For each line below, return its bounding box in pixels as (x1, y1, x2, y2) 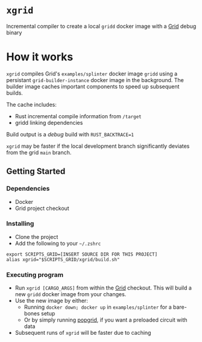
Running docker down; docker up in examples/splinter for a (24, 303, 172, 311)
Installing (6, 220, 34, 228)
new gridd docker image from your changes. (14, 291, 127, 298)
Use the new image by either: (14, 297, 89, 305)
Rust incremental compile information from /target (14, 112, 142, 119)
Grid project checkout (14, 204, 69, 212)
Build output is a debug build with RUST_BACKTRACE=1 (6, 130, 134, 138)
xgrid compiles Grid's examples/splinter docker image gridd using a (6, 70, 178, 77)
